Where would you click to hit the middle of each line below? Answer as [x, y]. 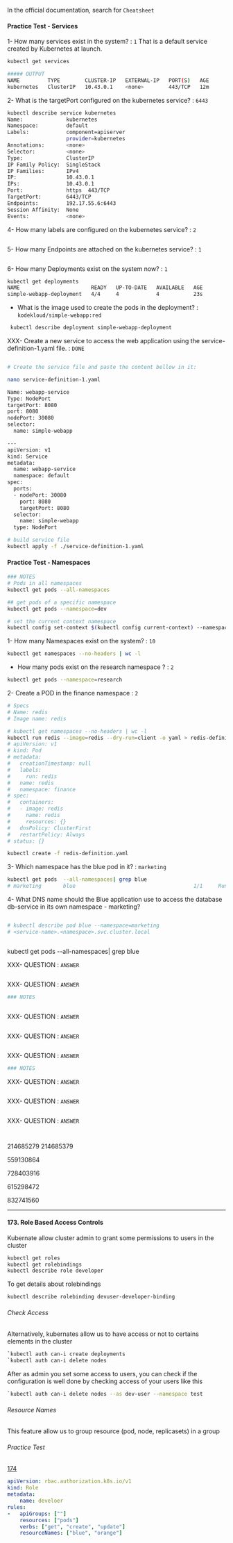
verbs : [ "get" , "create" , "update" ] [73, 1527]
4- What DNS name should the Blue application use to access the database [115, 900]
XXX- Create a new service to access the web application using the [103, 341]
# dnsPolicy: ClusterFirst [49, 828]
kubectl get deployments [43, 281]
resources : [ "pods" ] [49, 1520]
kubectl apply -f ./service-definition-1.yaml [76, 547]
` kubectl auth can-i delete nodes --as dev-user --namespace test [105, 1394]
